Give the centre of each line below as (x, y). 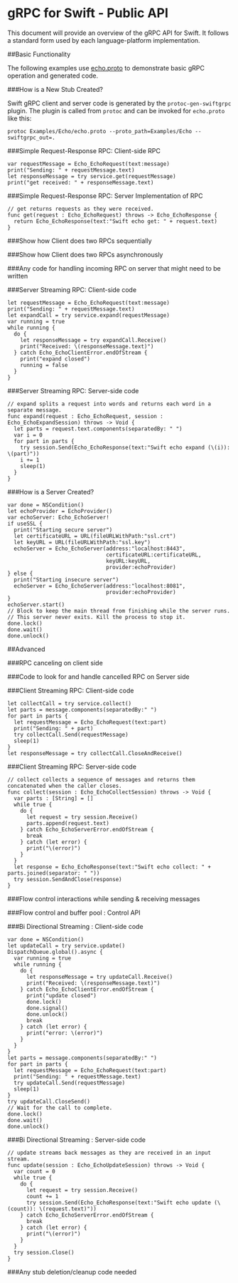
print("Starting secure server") (63, 530)
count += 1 (42, 1196)
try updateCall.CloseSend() (49, 1101)
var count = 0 (34, 1171)
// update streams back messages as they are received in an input (109, 1153)
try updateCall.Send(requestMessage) (70, 1083)
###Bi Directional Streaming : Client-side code (75, 926)
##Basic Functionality (39, 54)
